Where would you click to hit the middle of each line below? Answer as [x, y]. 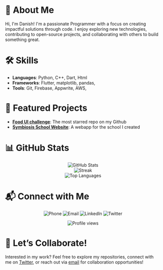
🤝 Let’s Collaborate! [46, 243]
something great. [22, 40]
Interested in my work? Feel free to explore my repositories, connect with [80, 257]
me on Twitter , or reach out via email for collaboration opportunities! [74, 262]
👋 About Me [30, 10]
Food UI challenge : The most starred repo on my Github [69, 122]
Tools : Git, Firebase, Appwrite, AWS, [49, 88]
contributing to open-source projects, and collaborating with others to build [82, 34]
